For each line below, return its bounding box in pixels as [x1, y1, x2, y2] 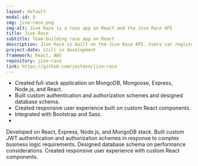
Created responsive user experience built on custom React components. [14, 104, 191, 112]
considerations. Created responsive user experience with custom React [6, 147, 180, 154]
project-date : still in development [6, 47, 96, 53]
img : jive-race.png [6, 19, 54, 25]
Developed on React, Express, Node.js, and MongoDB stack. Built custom [6, 128, 184, 135]
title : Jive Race [6, 31, 49, 36]
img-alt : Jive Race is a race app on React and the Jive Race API [6, 25, 173, 31]
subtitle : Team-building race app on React [6, 36, 115, 42]
